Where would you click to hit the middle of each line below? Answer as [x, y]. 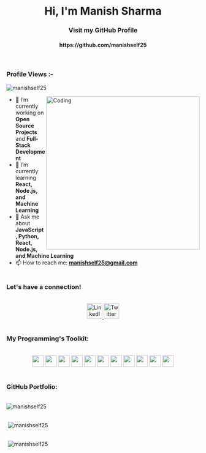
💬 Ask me [27, 217]
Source [25, 125]
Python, [29, 236]
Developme [30, 151]
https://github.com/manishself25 [103, 45]
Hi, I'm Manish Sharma [103, 11]
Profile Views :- [30, 74]
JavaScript [29, 230]
